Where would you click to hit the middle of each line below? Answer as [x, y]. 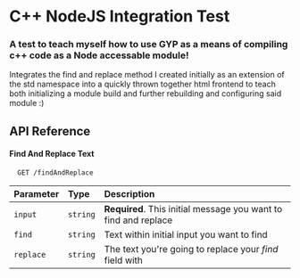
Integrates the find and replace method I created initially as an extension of [147, 75]
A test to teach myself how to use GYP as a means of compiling [149, 45]
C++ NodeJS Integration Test [120, 16]
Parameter [37, 194]
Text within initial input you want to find [186, 235]
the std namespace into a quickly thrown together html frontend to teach [143, 84]
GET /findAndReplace [55, 173]
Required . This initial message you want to [193, 209]
